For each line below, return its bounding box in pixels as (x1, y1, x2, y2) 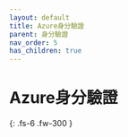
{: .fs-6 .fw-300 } (9, 118, 73, 129)
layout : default (9, 13, 70, 22)
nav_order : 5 (9, 38, 58, 47)
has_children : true (9, 47, 82, 56)
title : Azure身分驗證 (9, 21, 85, 30)
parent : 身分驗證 (9, 30, 69, 39)
